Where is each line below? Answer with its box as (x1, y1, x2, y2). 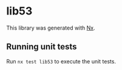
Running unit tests (6, 42, 77, 52)
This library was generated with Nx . (6, 24, 95, 31)
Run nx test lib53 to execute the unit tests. (6, 57, 117, 65)
